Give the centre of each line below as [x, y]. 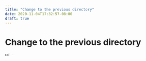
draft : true [17, 18]
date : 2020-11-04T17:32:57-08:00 [39, 14]
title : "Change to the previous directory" [50, 9]
